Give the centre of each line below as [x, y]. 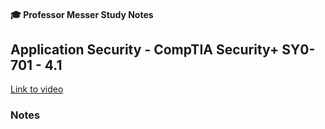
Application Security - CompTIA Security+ [145, 49]
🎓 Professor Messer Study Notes [82, 14]
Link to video [37, 89]
